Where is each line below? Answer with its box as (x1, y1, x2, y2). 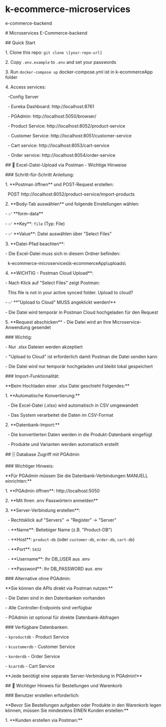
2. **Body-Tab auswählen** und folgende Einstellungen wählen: (5, 201, 139, 207)
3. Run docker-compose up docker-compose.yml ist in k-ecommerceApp (5, 69, 153, 75)
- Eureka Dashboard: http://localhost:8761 (7, 103, 95, 109)
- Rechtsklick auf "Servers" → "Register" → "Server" (7, 517, 117, 523)
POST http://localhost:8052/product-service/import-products (7, 191, 135, 197)
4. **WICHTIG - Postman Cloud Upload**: (5, 270, 94, 276)
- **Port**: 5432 (7, 546, 42, 552)
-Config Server (7, 94, 39, 100)
